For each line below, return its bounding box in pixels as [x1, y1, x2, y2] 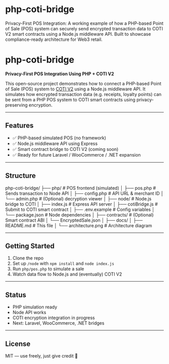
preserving [5, 102, 28, 108]
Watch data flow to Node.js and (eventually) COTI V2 [12, 271, 122, 277]
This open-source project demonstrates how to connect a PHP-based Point [5, 80, 162, 86]
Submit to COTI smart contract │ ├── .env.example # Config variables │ [5, 206, 155, 213]
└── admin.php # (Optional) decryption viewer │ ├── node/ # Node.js [5, 195, 152, 201]
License [5, 339, 31, 348]
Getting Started [5, 241, 55, 250]
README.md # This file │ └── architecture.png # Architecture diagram [5, 222, 152, 228]
